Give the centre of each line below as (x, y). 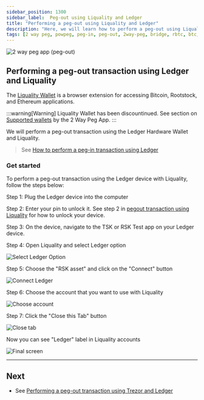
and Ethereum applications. (40, 102)
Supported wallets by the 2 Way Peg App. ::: (61, 120)
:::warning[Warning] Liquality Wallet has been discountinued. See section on (102, 113)
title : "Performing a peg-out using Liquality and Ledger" (83, 23)
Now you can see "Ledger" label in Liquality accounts (73, 340)
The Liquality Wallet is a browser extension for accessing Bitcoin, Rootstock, (102, 95)
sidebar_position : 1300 (36, 12)
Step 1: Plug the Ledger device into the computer (67, 197)
